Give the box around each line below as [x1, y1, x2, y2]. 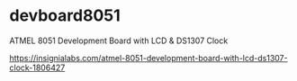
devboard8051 [9, 5, 121, 26]
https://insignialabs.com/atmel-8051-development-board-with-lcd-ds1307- [9, 52, 288, 63]
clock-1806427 [9, 62, 66, 73]
